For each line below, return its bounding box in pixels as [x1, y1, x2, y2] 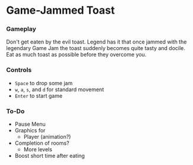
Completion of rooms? [14, 139, 69, 147]
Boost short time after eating [14, 152, 85, 160]
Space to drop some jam [14, 79, 73, 86]
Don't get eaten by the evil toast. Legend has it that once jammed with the [6, 38, 187, 45]
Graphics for [14, 127, 46, 134]
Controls [6, 66, 32, 74]
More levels [23, 146, 52, 153]
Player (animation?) [23, 133, 71, 141]
